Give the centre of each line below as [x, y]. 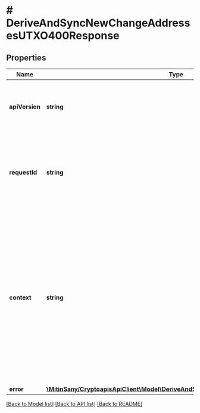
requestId [23, 172]
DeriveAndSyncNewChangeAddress [98, 23]
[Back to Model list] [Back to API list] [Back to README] [74, 404]
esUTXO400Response [63, 36]
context [20, 297]
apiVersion [25, 107]
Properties [26, 58]
